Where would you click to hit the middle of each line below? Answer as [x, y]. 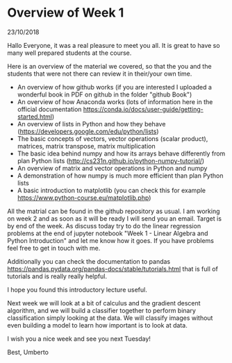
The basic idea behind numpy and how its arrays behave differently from [121, 153]
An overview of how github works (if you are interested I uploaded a [114, 87]
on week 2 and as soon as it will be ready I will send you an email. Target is [115, 218]
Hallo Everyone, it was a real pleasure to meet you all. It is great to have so [114, 45]
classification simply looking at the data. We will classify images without [110, 318]
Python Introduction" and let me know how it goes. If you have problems [110, 240]
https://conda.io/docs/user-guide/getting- [143, 109]
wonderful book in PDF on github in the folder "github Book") [105, 94]
